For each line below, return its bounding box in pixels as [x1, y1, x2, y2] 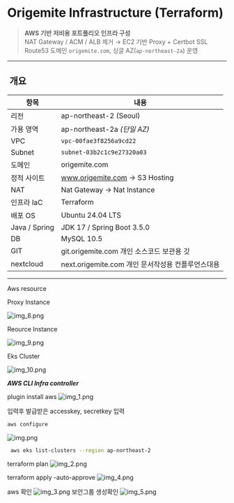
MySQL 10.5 [61, 234, 103, 243]
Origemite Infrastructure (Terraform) [7, 5, 224, 21]
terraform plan [7, 459, 49, 468]
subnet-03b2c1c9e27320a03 [61, 148, 147, 156]
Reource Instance [7, 324, 58, 333]
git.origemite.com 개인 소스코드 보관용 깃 [61, 246, 190, 256]
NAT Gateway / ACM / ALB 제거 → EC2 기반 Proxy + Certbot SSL [24, 37, 208, 46]
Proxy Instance [7, 298, 50, 306]
